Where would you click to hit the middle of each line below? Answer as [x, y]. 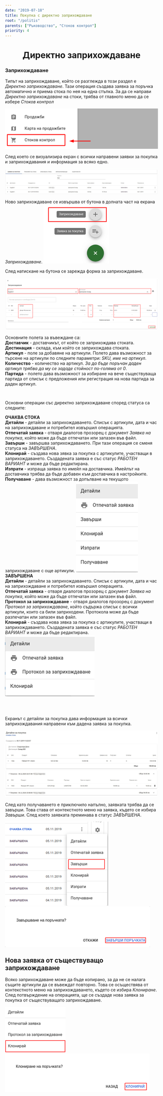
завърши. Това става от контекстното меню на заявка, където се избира [81, 809]
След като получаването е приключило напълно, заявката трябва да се [80, 805]
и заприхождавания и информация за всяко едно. [57, 161]
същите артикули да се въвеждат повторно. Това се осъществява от [77, 985]
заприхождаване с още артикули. [40, 570]
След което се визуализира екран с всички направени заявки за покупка [81, 156]
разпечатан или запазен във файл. [41, 617]
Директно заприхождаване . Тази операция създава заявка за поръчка [79, 86]
